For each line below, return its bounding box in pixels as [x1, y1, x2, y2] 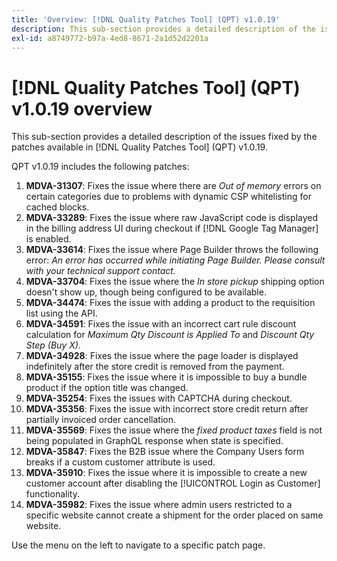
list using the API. [25, 307, 98, 320]
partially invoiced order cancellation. [25, 414, 176, 426]
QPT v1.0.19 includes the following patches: [11, 161, 190, 173]
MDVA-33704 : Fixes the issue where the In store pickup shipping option [25, 276, 325, 288]
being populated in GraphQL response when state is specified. [25, 435, 284, 447]
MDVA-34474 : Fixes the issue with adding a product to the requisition [25, 297, 316, 309]
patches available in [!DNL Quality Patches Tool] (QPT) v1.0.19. [11, 141, 268, 153]
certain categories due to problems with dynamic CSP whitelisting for [25, 191, 312, 203]
